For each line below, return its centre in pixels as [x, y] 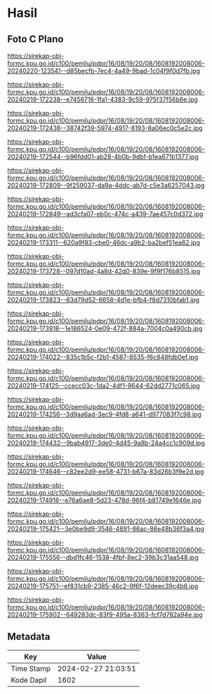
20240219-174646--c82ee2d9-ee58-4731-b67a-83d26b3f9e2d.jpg [106, 471]
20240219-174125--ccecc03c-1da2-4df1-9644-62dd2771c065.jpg [104, 386]
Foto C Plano [35, 39]
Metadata [29, 637]
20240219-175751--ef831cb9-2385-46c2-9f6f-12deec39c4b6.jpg [103, 586]
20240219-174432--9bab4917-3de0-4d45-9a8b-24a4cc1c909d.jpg [106, 443]
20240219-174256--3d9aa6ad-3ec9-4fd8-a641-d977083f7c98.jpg [104, 414]
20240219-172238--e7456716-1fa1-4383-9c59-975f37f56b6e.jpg [102, 99]
